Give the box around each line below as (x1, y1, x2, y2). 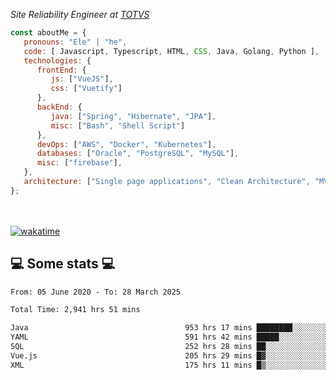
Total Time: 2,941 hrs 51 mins (10, 305, 141, 315)
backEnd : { (36, 102, 83, 112)
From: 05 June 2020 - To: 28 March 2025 (10, 287, 182, 297)
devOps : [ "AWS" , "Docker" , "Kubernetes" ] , (36, 139, 217, 149)
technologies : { (23, 55, 92, 66)
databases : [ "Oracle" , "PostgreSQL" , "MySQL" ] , (36, 149, 240, 159)
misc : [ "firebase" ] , (36, 158, 123, 168)
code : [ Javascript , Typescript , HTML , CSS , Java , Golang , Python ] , (23, 46, 320, 56)
